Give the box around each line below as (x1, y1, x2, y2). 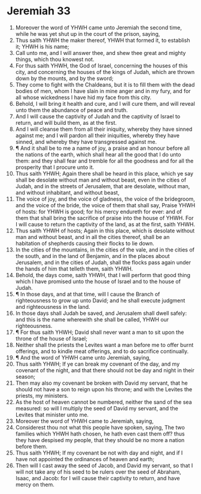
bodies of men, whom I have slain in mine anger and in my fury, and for (15, 87, 191, 94)
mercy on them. (15, 481, 54, 488)
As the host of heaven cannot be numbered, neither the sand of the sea (15, 398, 192, 406)
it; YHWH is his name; (15, 43, 69, 50)
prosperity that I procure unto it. (15, 163, 95, 171)
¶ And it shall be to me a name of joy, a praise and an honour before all (15, 145, 190, 152)
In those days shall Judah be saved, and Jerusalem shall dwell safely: (15, 309, 187, 317)
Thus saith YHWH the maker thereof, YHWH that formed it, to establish (15, 36, 190, 44)
